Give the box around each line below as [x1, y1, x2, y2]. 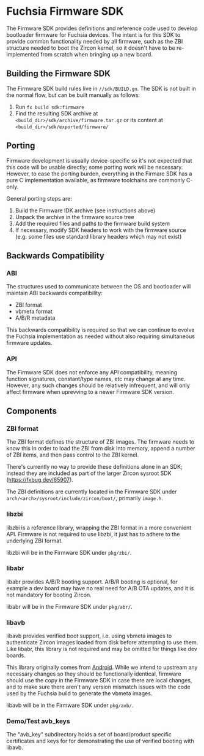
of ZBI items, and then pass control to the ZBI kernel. [6, 451, 139, 458]
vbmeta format [15, 308, 53, 315]
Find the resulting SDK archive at [15, 109, 98, 117]
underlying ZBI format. [6, 537, 63, 544]
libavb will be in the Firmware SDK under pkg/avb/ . [6, 701, 134, 709]
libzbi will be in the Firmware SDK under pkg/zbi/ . [6, 549, 132, 556]
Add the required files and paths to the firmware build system [15, 220, 170, 227]
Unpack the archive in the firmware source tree [15, 213, 134, 220]
